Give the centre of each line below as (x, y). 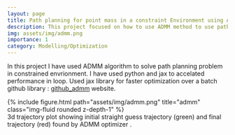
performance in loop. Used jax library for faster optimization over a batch (113, 81)
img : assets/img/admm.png (45, 33)
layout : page (26, 14)
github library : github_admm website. (62, 88)
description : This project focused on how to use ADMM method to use (111, 27)
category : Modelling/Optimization (58, 46)
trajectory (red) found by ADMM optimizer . (70, 124)
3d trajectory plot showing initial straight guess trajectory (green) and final (114, 117)
